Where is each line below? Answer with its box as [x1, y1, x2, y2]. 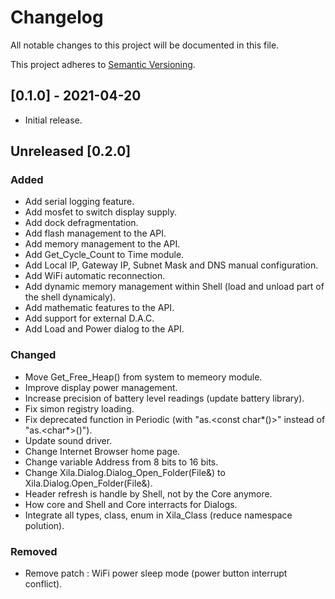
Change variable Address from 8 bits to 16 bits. [24, 456, 219, 468]
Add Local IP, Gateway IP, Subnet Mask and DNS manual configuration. [24, 259, 319, 271]
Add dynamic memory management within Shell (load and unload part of [24, 281, 325, 293]
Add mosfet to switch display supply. [24, 206, 178, 218]
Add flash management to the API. [24, 227, 167, 240]
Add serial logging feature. [24, 196, 135, 208]
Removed [10, 544, 58, 558]
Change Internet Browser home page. [24, 445, 181, 457]
